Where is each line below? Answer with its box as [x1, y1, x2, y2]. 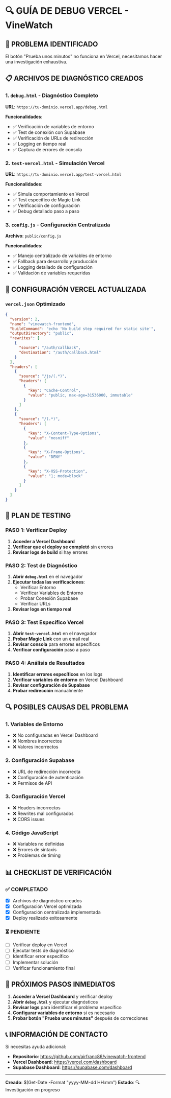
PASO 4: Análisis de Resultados [5, 660, 85, 667]
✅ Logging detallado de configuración [12, 264, 93, 270]
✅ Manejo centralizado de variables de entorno [12, 252, 112, 259]
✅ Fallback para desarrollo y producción [12, 259, 98, 265]
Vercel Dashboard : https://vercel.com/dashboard [12, 1059, 117, 1065]
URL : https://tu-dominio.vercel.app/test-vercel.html [5, 171, 122, 177]
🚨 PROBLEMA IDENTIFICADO [5, 40, 98, 49]
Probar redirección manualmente [12, 687, 83, 693]
